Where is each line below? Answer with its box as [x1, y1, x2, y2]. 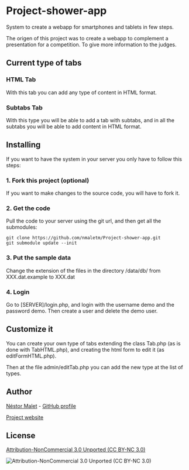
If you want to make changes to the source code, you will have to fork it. [6, 190, 180, 197]
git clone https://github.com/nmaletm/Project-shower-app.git [6, 235, 161, 241]
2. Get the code [6, 204, 51, 212]
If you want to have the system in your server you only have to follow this [6, 155, 183, 162]
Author [6, 387, 32, 397]
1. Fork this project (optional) [6, 176, 90, 184]
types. [6, 370, 22, 377]
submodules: [6, 224, 37, 231]
